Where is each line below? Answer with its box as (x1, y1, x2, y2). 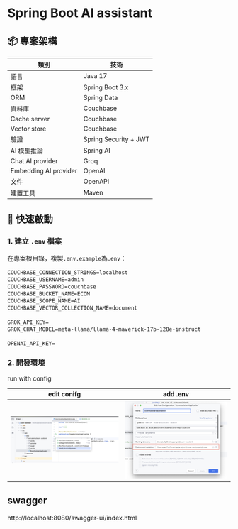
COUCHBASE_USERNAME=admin (7, 276, 84, 283)
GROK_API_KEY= (7, 318, 50, 326)
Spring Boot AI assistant (7, 5, 153, 21)
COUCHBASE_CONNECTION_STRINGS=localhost (7, 268, 129, 276)
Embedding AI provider (10, 167, 78, 175)
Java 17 (83, 72, 108, 80)
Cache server (10, 114, 50, 123)
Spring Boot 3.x (83, 83, 129, 92)
